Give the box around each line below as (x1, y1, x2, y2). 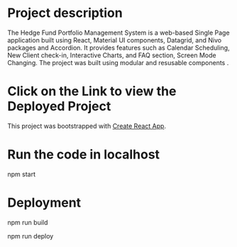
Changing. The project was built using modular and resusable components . (7, 58, 229, 67)
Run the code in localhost (7, 147, 160, 163)
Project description (7, 5, 123, 21)
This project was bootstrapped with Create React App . (7, 122, 167, 130)
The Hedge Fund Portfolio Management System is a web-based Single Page (7, 28, 230, 37)
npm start (7, 170, 36, 178)
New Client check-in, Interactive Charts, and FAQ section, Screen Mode (7, 51, 216, 59)
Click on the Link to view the (7, 84, 177, 100)
